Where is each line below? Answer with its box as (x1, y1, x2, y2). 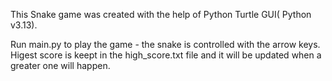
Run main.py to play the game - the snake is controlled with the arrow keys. (10, 39, 321, 50)
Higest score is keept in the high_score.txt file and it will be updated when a (10, 49, 322, 61)
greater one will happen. (10, 60, 111, 71)
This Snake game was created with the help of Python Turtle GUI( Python (10, 9, 312, 20)
